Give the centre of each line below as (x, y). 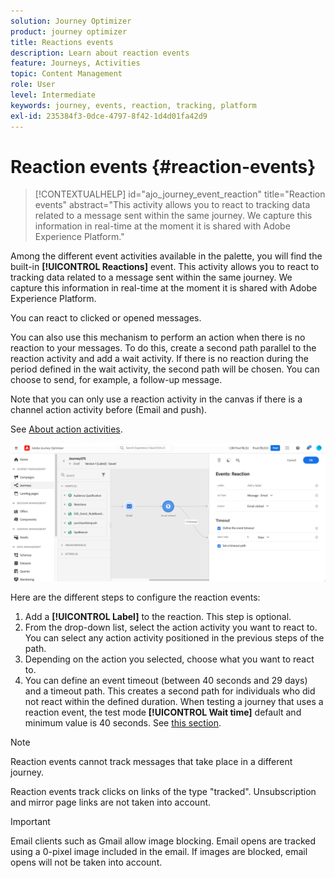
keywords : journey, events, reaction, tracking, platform (133, 105)
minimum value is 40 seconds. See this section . (123, 722)
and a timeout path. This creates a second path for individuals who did (170, 691)
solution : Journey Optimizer (71, 21)
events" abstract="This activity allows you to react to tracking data (172, 205)
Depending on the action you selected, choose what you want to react (169, 659)
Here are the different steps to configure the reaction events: (135, 597)
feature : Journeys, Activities (75, 63)
